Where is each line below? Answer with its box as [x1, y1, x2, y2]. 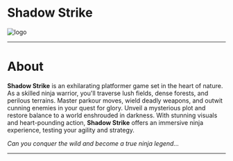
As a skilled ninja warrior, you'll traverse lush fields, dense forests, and [7, 89, 209, 97]
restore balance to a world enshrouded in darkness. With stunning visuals [7, 111, 218, 119]
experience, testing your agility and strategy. [7, 126, 135, 134]
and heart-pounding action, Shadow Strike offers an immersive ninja [7, 118, 204, 126]
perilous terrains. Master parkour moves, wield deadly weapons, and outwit [7, 96, 223, 105]
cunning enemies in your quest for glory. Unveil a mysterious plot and [7, 103, 206, 112]
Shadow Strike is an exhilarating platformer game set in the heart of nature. [7, 81, 223, 90]
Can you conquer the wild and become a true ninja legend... [7, 139, 179, 147]
